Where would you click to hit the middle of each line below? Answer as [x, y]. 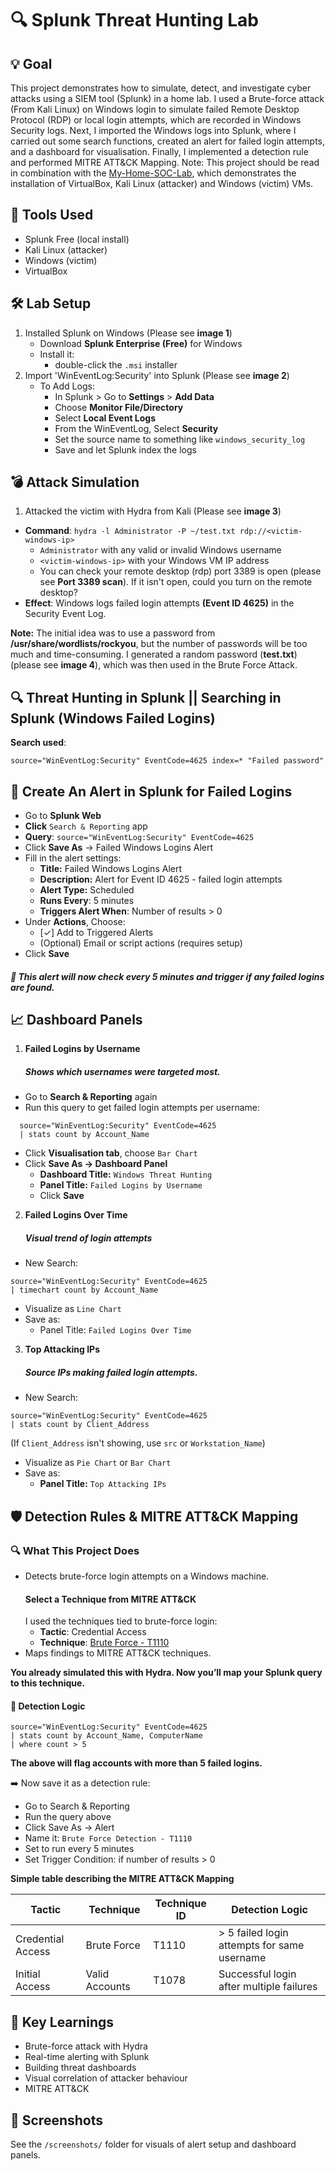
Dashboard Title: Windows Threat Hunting [126, 1174]
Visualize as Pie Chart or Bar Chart [98, 1463]
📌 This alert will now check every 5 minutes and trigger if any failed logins [167, 976]
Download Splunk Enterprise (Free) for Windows [141, 343]
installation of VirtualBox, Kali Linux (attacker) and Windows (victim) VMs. [162, 183]
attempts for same [261, 1945]
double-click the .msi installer [116, 364]
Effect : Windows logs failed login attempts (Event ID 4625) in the [159, 603]
